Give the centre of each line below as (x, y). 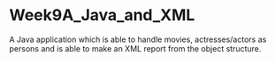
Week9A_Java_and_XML (102, 15)
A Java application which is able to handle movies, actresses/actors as (138, 39)
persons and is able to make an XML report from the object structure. (135, 48)
